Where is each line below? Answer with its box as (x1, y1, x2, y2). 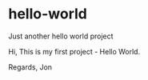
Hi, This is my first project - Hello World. (8, 46, 141, 56)
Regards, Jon (8, 62, 53, 72)
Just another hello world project (8, 31, 114, 41)
